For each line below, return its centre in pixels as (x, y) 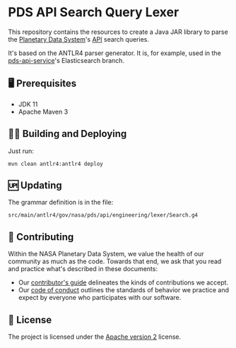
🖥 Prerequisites (42, 84)
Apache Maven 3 (43, 112)
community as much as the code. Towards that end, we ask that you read (115, 261)
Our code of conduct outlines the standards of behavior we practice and (123, 290)
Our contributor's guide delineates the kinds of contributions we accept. (123, 282)
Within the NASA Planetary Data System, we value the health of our (106, 254)
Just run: (21, 151)
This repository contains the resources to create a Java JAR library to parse (118, 32)
